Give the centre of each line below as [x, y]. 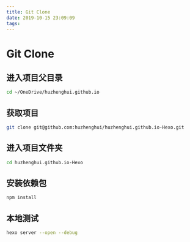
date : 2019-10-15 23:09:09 [41, 18]
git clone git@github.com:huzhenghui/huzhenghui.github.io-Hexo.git [95, 127]
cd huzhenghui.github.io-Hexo [45, 162]
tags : [13, 23]
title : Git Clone [28, 12]
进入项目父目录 [35, 78]
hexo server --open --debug [42, 233]
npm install [21, 198]
